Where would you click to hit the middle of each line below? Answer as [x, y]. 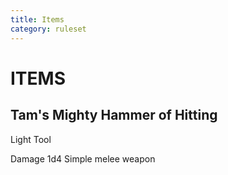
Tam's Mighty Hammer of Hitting [114, 115]
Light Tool [31, 139]
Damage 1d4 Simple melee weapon [83, 158]
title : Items [37, 19]
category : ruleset [48, 29]
